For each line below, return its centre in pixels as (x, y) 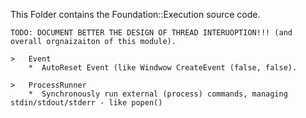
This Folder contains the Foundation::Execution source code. (135, 14)
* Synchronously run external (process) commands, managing (158, 94)
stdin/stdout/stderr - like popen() (86, 103)
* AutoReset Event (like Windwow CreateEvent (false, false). (163, 68)
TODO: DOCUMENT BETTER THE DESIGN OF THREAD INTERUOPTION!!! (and (151, 33)
